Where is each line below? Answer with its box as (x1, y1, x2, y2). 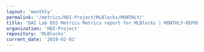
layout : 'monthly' (6, 8, 53, 15)
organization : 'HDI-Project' (6, 25, 80, 32)
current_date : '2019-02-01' (6, 36, 78, 42)
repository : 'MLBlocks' (6, 31, 67, 37)
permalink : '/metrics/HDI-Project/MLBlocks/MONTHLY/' (6, 14, 146, 20)
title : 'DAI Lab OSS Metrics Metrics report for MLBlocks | (6, 20, 162, 26)
